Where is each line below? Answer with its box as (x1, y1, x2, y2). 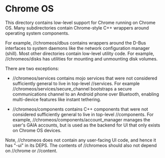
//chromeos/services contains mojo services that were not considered (12, 75, 157, 81)
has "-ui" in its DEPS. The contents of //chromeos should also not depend (5, 142, 157, 148)
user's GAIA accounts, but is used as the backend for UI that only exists (12, 122, 160, 128)
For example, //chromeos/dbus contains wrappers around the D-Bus (5, 39, 146, 45)
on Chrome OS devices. (12, 127, 61, 133)
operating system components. (5, 30, 69, 36)
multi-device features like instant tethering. (12, 96, 101, 102)
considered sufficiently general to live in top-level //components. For (12, 111, 154, 117)
